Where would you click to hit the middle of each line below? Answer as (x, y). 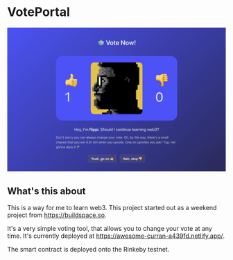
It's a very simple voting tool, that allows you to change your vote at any (110, 228)
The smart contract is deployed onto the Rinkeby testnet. (88, 249)
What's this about (46, 191)
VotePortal (39, 12)
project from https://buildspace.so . (57, 215)
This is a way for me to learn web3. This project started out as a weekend (112, 207)
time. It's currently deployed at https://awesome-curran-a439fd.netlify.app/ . (116, 236)
